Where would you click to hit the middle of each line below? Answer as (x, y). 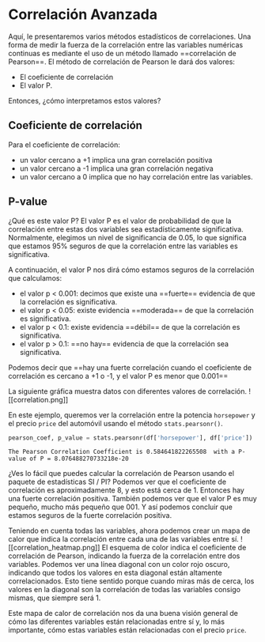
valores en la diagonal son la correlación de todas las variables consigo (125, 590)
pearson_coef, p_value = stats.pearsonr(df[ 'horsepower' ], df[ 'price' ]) (131, 438)
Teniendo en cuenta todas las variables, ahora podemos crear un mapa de (129, 531)
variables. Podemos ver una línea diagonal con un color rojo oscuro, (119, 565)
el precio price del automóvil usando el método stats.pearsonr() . (115, 423)
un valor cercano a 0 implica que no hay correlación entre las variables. (136, 176)
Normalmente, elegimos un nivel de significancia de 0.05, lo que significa (127, 237)
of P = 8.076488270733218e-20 (79, 459)
